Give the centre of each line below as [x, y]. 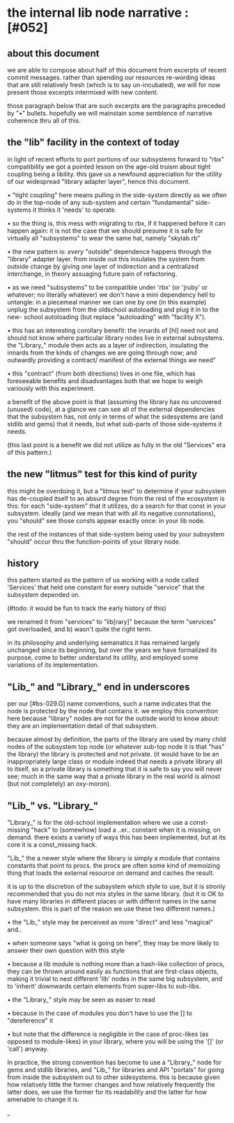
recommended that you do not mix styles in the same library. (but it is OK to [116, 894]
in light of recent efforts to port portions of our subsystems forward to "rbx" [116, 159]
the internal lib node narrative [95, 13]
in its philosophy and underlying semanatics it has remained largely [104, 643]
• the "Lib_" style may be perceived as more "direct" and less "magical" [110, 922]
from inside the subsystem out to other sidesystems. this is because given [114, 1077]
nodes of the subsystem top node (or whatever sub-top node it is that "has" [116, 747]
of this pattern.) [30, 452]
